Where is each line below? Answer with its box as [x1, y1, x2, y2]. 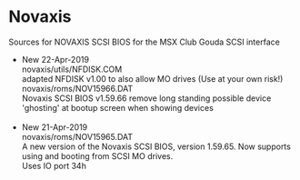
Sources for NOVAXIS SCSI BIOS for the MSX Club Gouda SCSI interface [8, 36, 281, 47]
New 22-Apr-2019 [21, 54, 90, 65]
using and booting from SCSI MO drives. [21, 150, 174, 161]
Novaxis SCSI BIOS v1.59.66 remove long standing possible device [21, 93, 272, 104]
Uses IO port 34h [21, 160, 87, 171]
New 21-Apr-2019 [21, 121, 88, 133]
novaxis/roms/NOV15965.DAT [21, 131, 134, 142]
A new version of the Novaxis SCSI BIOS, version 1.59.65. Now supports [21, 141, 292, 152]
